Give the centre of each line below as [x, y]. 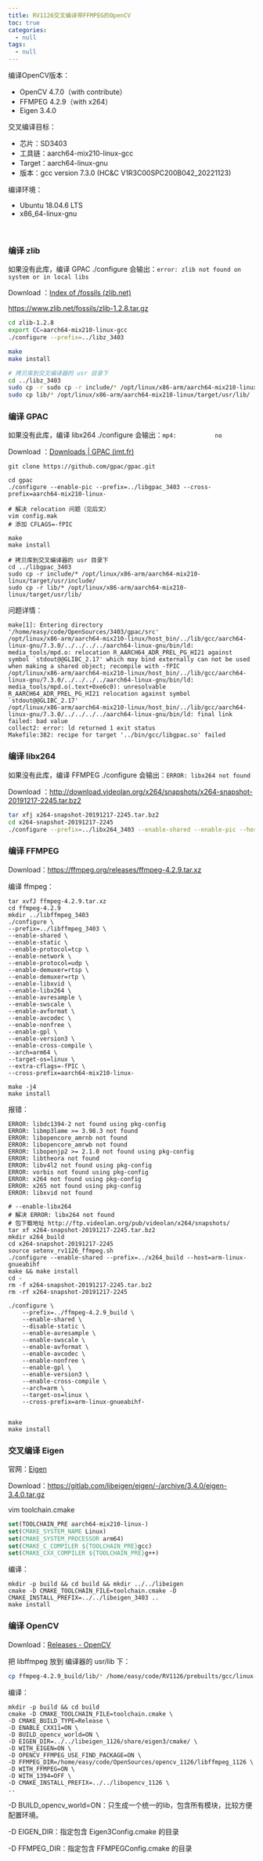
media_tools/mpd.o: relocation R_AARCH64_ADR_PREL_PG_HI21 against [121, 653]
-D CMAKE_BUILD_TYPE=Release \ [59, 1720]
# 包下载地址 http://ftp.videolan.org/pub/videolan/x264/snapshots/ [119, 1223]
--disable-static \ [54, 1326]
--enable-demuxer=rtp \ [47, 977]
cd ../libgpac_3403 [40, 567]
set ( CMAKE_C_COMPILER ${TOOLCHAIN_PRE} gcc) [80, 1546]
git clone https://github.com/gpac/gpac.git [82, 467]
